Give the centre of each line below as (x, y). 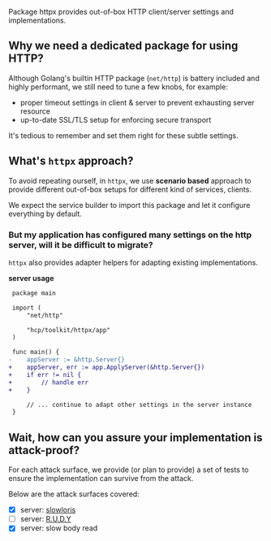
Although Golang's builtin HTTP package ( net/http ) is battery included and (134, 78)
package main (34, 293)
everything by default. (45, 214)
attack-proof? (44, 450)
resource (35, 111)
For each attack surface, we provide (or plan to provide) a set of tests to (129, 470)
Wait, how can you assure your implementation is (135, 437)
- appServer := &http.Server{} (67, 360)
